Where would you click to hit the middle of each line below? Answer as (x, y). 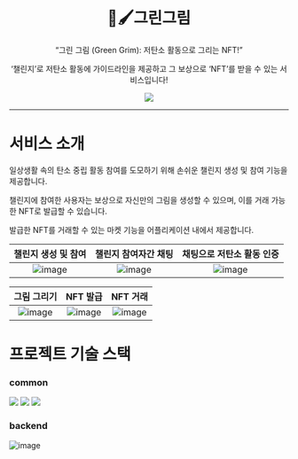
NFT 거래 (129, 296)
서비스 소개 (47, 144)
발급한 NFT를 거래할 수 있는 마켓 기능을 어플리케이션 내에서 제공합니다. (132, 229)
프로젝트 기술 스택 (70, 354)
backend (28, 426)
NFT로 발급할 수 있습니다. (63, 211)
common (29, 382)
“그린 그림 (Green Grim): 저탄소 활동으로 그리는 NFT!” (149, 50)
